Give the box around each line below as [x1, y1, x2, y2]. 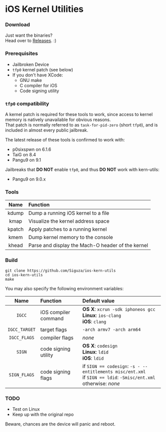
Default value [82, 297, 115, 304]
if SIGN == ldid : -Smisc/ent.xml [82, 373, 156, 380]
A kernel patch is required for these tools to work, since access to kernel [5, 112, 153, 118]
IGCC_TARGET [7, 326, 36, 332]
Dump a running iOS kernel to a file [28, 210, 110, 217]
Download [5, 21, 31, 28]
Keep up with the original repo [12, 411, 74, 417]
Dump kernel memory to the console [28, 234, 113, 241]
